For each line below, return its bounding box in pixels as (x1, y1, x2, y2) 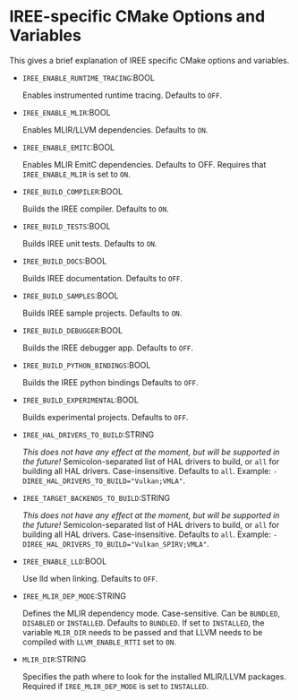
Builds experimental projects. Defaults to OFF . (21, 411, 189, 422)
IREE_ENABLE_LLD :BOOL (21, 556, 107, 566)
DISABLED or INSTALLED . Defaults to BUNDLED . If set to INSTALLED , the (21, 617, 265, 628)
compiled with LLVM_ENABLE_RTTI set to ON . (21, 636, 176, 647)
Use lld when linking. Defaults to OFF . (21, 573, 158, 583)
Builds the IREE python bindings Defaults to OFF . (21, 376, 199, 387)
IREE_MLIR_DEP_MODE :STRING (21, 590, 127, 601)
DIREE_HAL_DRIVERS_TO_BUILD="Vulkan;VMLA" (21, 477, 183, 486)
